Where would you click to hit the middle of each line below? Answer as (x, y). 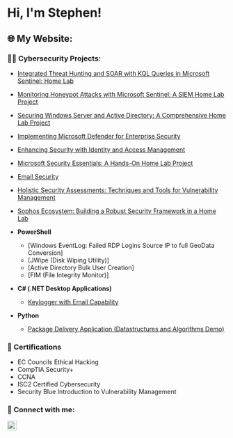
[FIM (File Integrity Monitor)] (68, 275)
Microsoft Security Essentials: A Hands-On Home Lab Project (105, 163)
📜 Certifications (34, 347)
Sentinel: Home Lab (46, 81)
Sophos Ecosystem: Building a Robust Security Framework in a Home (117, 211)
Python (28, 315)
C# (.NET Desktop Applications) (65, 288)
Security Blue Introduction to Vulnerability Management (97, 392)
